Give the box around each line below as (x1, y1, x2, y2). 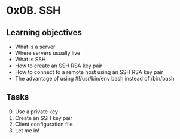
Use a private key (14, 108, 59, 115)
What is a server (14, 43, 56, 50)
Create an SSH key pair (14, 114, 73, 121)
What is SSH (14, 56, 46, 63)
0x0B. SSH (6, 4, 61, 17)
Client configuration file (14, 121, 73, 128)
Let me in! (14, 126, 40, 134)
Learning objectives (6, 27, 83, 38)
